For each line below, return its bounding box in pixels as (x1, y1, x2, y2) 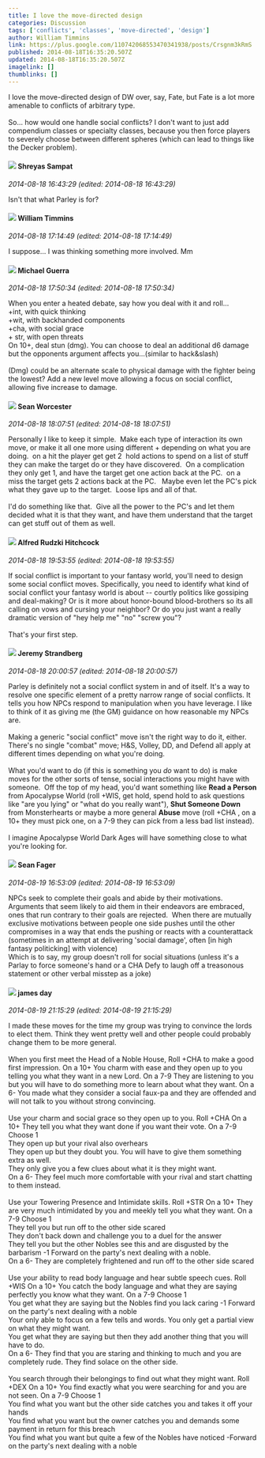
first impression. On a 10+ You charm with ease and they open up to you (8, 1063, 243, 1073)
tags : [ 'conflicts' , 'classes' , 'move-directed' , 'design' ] (8, 26, 211, 34)
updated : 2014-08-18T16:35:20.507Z (8, 56, 125, 64)
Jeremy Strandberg (17, 649, 83, 658)
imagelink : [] (8, 63, 55, 71)
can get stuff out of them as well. (8, 519, 116, 528)
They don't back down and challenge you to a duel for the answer (8, 1231, 222, 1240)
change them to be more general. (8, 1038, 117, 1047)
